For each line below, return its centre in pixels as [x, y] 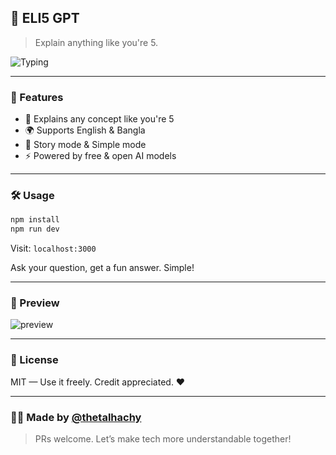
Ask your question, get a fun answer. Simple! [102, 268]
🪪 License [34, 360]
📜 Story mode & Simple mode [85, 145]
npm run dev [35, 229]
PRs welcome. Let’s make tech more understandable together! [163, 439]
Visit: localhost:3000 [53, 248]
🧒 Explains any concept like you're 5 [99, 119]
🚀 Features [37, 97]
